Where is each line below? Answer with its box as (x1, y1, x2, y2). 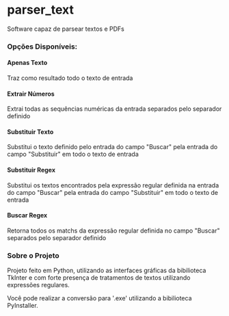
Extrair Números (7, 90, 55, 98)
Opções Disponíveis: (7, 42, 78, 51)
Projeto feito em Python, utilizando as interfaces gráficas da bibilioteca (7, 266, 206, 275)
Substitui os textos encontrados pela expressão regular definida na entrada (7, 181, 219, 189)
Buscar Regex (7, 211, 48, 220)
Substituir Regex (7, 166, 56, 174)
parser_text (7, 2, 74, 18)
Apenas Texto (7, 59, 48, 67)
